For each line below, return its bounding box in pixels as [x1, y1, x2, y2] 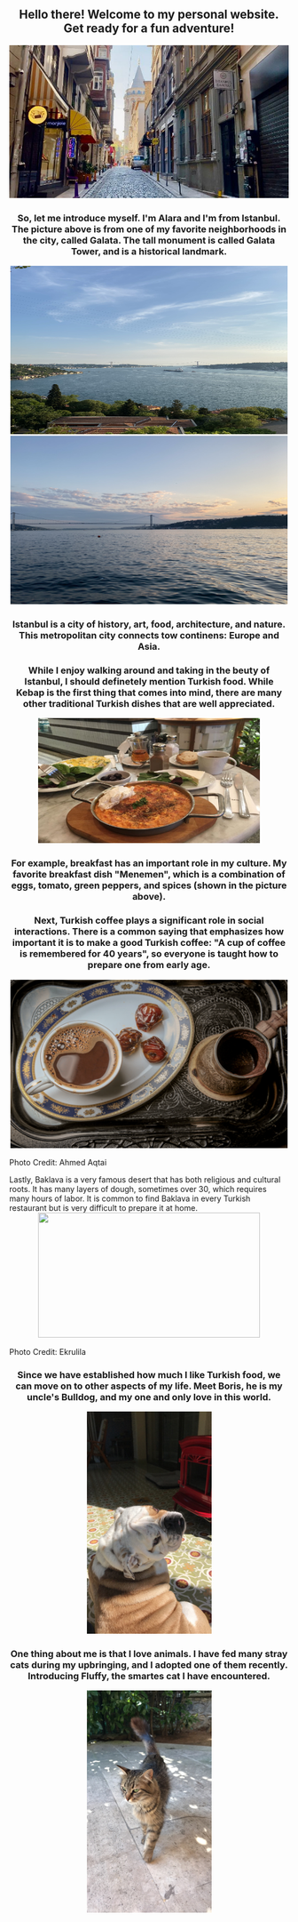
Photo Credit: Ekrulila [9, 1346, 87, 1357]
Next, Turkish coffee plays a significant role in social [34, 915, 264, 927]
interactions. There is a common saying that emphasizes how [13, 925, 285, 938]
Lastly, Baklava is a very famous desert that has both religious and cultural [9, 1173, 281, 1185]
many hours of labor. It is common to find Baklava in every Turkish [9, 1193, 251, 1204]
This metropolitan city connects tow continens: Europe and [19, 629, 279, 642]
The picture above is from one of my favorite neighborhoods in [12, 222, 286, 235]
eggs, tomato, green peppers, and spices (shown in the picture [11, 879, 287, 892]
